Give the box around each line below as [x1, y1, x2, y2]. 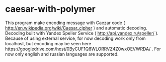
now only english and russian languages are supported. [5, 51, 119, 57]
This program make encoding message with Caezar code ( [5, 20, 125, 26]
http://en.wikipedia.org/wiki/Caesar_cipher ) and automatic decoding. [5, 25, 148, 31]
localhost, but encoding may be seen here [5, 40, 91, 46]
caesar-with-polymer [5, 3, 96, 15]
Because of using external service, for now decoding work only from [5, 35, 146, 41]
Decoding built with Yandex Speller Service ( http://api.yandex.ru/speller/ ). [5, 30, 159, 36]
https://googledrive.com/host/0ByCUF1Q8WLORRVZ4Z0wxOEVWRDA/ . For [5, 46, 161, 52]
